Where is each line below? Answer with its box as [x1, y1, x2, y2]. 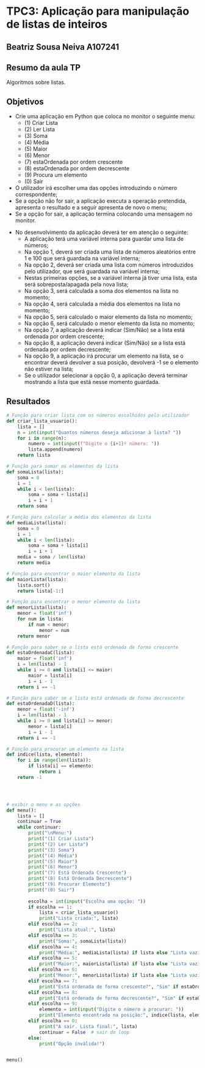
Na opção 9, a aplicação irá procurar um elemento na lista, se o [24, 352, 184, 359]
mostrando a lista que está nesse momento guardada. [24, 378, 160, 386]
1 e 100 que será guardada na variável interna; [24, 255, 140, 262]
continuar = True [17, 819, 62, 825]
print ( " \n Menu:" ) [28, 830, 72, 837]
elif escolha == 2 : [28, 921, 78, 927]
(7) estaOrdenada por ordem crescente [24, 158, 123, 166]
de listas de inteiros [6, 17, 108, 31]
